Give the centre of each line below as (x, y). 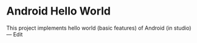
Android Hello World (59, 11)
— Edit (15, 34)
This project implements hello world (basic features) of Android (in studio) (99, 28)
